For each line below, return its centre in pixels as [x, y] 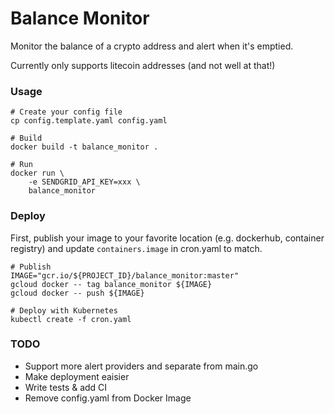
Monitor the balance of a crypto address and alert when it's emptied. [152, 46]
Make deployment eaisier [77, 376]
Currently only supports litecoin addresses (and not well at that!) [143, 65]
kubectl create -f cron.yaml [71, 319]
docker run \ [37, 173]
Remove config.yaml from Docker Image [108, 398]
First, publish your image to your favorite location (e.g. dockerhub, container [167, 238]
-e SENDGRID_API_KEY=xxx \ [84, 182]
